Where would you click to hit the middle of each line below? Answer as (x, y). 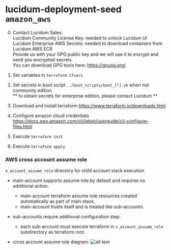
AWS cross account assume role (46, 160)
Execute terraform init (38, 136)
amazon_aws (28, 19)
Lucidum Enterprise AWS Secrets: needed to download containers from (88, 43)
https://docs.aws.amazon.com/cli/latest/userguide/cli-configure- (81, 121)
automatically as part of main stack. (58, 201)
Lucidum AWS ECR (32, 49)
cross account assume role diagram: (51, 242)
